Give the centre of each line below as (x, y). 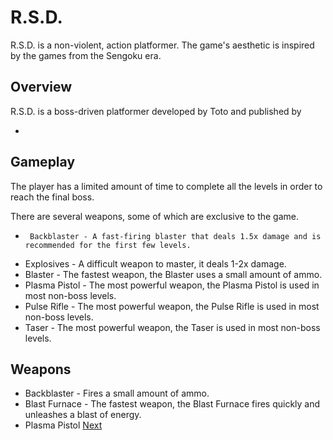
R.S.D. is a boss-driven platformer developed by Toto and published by (156, 111)
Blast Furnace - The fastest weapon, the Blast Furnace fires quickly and (172, 404)
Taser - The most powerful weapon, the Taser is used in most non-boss (172, 327)
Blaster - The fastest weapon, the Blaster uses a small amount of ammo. (173, 274)
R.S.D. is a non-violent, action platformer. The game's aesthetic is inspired (162, 45)
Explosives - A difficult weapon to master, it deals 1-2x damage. (155, 263)
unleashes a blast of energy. (83, 415)
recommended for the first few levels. (108, 245)
